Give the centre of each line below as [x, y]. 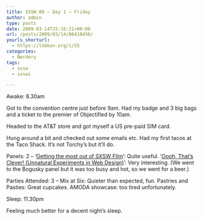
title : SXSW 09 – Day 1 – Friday [48, 12]
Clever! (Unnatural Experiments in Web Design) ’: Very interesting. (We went [100, 163]
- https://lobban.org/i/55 [46, 46]
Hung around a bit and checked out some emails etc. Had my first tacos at [99, 138]
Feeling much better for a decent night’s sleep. [65, 211]
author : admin [24, 18]
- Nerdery [24, 57]
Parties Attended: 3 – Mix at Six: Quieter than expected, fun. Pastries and [97, 181]
